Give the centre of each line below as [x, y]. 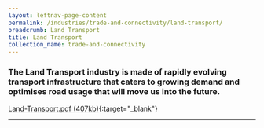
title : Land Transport [45, 37]
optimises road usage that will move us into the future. [114, 92]
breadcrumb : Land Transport [54, 30]
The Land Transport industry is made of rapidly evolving [118, 72]
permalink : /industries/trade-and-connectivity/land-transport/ [115, 23]
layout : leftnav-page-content [58, 15]
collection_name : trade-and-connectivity [77, 45]
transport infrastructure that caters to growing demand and [124, 82]
